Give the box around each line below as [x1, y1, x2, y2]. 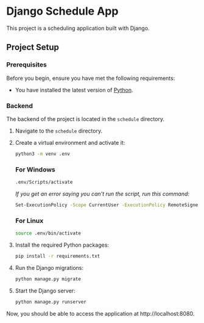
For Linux [15, 216, 44, 225]
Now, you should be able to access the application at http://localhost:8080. [6, 310, 195, 317]
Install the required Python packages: [15, 241, 110, 249]
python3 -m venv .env [15, 151, 71, 157]
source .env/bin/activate [15, 230, 81, 236]
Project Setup [6, 42, 60, 53]
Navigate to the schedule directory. [15, 127, 102, 134]
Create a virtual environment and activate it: [15, 139, 125, 146]
